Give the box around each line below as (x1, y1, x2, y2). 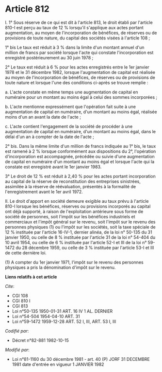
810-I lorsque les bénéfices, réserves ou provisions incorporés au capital (5, 203, 151, 209)
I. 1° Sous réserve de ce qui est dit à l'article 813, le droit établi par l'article (5, 19, 153, 25)
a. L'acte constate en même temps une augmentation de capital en (5, 89, 138, 95)
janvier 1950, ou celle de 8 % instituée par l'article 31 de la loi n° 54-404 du (5, 234, 156, 240)
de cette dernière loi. (5, 249, 47, 256)
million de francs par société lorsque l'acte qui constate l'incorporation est (5, 50, 154, 55)
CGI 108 (12, 293, 28, 299)
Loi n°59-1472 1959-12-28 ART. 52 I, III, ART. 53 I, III (12, 319, 116, 324)
